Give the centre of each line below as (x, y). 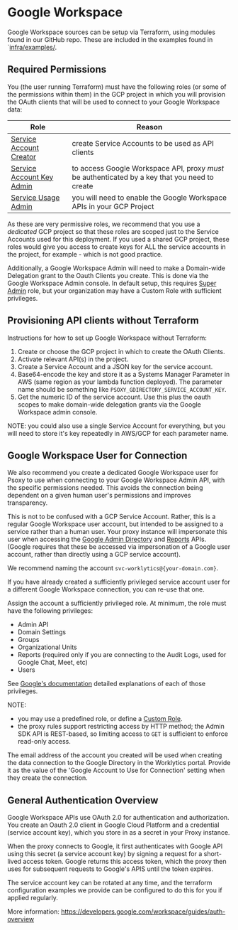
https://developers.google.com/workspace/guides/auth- (143, 912)
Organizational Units (47, 647)
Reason (149, 127)
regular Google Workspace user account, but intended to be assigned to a (115, 524)
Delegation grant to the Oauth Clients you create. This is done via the (108, 275)
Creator (24, 156)
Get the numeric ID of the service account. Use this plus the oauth (114, 397)
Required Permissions (57, 69)
